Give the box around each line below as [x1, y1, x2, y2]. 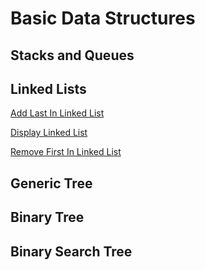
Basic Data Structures [10, 7, 196, 30]
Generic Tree [10, 175, 93, 192]
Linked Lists [10, 80, 87, 97]
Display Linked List [10, 127, 88, 139]
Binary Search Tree [10, 243, 133, 260]
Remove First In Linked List [10, 146, 122, 158]
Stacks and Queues [10, 47, 135, 64]
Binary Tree [10, 209, 85, 226]
